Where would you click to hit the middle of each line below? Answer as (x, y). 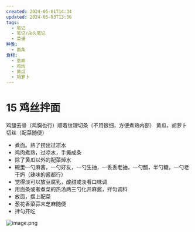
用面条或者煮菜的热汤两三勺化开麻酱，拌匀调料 (71, 189)
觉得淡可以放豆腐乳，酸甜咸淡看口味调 (61, 182)
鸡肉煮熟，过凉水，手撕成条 (48, 153)
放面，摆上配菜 (32, 197)
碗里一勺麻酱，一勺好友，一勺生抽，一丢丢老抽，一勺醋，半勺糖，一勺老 (102, 167)
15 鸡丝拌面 (33, 108)
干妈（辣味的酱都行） (40, 174)
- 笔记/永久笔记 (28, 33)
